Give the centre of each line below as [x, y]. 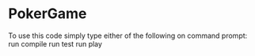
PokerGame [48, 14]
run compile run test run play [55, 43]
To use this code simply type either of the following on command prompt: [128, 35]
